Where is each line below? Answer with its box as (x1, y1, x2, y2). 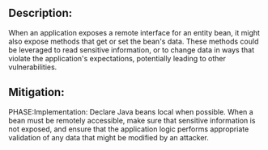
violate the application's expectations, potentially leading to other (8, 53, 227, 63)
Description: (8, 6, 73, 20)
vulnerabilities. (8, 62, 57, 72)
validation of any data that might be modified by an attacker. (8, 132, 209, 142)
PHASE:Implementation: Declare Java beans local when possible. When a (8, 106, 253, 116)
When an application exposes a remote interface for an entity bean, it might (8, 27, 261, 37)
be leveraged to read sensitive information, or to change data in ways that (8, 44, 255, 55)
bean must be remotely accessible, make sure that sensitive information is (8, 115, 256, 125)
